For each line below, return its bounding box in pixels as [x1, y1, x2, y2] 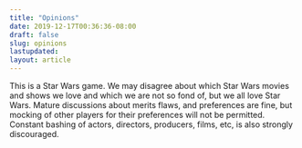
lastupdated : [9, 47, 59, 56]
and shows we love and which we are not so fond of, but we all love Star [9, 90, 281, 101]
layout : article [9, 55, 71, 64]
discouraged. [9, 129, 59, 139]
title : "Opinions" [9, 13, 79, 23]
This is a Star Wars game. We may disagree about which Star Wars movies [9, 81, 290, 91]
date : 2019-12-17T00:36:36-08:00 [9, 22, 137, 31]
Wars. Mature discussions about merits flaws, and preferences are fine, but [9, 100, 293, 110]
